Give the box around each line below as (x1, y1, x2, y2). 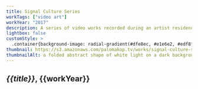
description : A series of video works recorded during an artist (6, 25, 170, 31)
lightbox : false (6, 30, 46, 36)
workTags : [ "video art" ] (6, 14, 67, 20)
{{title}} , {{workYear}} (6, 74, 90, 84)
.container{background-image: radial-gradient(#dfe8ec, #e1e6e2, (11, 42, 176, 47)
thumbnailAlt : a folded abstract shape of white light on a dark (6, 52, 170, 58)
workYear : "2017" (6, 19, 49, 25)
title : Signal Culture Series (6, 8, 81, 15)
